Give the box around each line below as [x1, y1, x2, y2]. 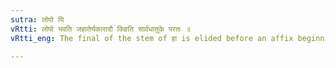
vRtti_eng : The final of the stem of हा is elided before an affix [10, 33, 294, 43]
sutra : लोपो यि [10, 14, 65, 25]
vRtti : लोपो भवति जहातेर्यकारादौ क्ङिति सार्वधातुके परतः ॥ [10, 24, 191, 34]
